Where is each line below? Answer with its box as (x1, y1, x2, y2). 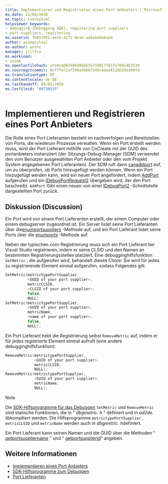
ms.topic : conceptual (5, 16, 50, 21)
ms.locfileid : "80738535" (5, 86, 59, 91)
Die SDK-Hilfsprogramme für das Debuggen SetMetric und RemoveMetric (5, 404, 154, 410)
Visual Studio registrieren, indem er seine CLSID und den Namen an (5, 247, 144, 253)
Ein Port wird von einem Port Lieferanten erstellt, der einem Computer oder (5, 216, 159, 222)
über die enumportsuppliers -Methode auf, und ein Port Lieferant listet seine (5, 226, 161, 232)
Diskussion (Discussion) (5, 202, 83, 211)
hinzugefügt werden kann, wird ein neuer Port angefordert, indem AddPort (5, 172, 159, 178)
